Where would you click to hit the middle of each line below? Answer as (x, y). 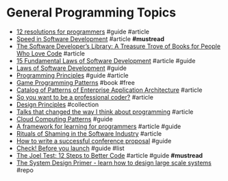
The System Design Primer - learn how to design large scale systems (114, 162)
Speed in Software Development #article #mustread (90, 38)
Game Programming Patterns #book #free (75, 82)
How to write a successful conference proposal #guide (94, 141)
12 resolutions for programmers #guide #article (83, 32)
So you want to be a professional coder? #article (85, 97)
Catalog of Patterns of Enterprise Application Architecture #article (109, 90)
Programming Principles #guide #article (72, 75)
